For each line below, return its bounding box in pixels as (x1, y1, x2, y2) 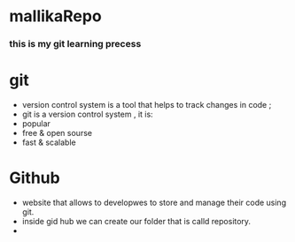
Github (9, 168, 60, 188)
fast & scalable (21, 137, 77, 147)
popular (21, 118, 51, 129)
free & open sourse (21, 128, 93, 139)
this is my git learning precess (9, 38, 142, 50)
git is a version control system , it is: (21, 109, 153, 120)
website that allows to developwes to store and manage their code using (21, 197, 286, 208)
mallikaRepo (9, 6, 102, 26)
